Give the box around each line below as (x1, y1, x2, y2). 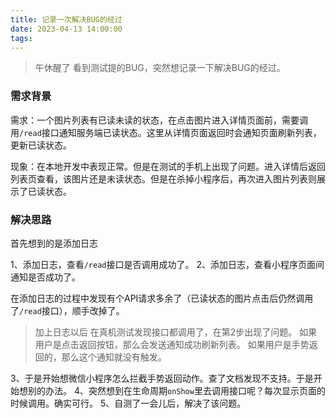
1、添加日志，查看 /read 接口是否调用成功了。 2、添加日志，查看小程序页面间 (10, 258, 325, 270)
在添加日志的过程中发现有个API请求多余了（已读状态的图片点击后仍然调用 (10, 292, 314, 304)
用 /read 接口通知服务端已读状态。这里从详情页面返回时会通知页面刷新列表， (10, 126, 322, 138)
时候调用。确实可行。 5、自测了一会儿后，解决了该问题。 (10, 397, 247, 409)
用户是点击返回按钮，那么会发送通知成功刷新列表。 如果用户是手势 (34, 338, 310, 350)
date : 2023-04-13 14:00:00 (10, 24, 123, 34)
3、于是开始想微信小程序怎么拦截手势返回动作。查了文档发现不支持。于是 (10, 372, 314, 384)
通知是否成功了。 (10, 271, 81, 283)
